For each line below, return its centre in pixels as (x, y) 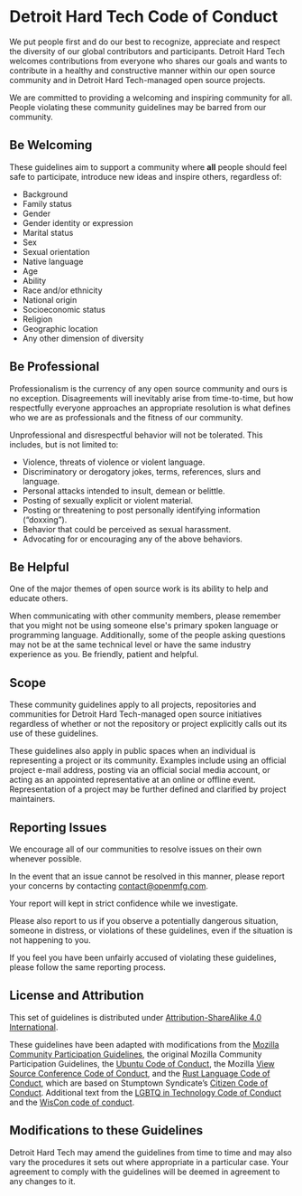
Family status (47, 203)
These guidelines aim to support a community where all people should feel (148, 167)
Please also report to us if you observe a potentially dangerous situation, (144, 921)
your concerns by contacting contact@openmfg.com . (109, 886)
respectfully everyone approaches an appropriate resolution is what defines (150, 408)
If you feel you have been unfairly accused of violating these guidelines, (143, 957)
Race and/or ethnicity (62, 290)
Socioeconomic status (64, 309)
